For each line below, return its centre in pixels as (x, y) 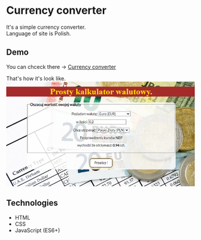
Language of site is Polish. (39, 33)
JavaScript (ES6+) (37, 230)
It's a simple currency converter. (46, 27)
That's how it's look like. (36, 78)
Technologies (32, 203)
